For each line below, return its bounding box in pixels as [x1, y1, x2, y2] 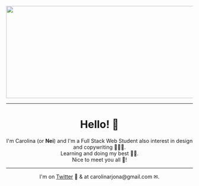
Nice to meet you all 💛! [72, 156, 127, 163]
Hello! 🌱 [79, 118, 120, 131]
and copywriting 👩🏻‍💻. [73, 143, 126, 151]
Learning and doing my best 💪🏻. [60, 149, 139, 156]
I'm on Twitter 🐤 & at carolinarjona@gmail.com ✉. [39, 173, 160, 180]
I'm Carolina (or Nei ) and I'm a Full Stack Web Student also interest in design [6, 137, 193, 144]
